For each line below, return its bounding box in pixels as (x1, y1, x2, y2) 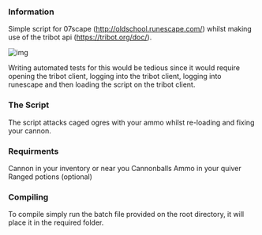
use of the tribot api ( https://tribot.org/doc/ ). (8, 32, 152, 42)
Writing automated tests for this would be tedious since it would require (8, 63, 241, 73)
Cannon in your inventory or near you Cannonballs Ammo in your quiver (8, 163, 242, 173)
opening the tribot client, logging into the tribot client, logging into (8, 72, 222, 81)
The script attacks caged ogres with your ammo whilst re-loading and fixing (8, 117, 255, 127)
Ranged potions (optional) (8, 172, 93, 181)
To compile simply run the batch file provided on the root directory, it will (8, 210, 245, 219)
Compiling (8, 192, 49, 203)
